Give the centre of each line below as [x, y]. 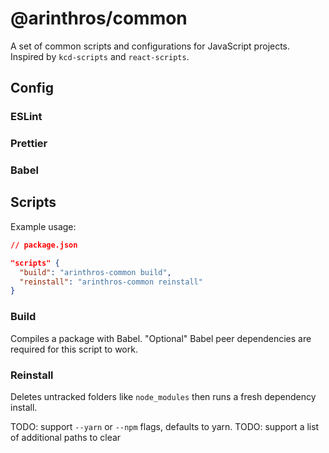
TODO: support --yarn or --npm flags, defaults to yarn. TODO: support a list [165, 426]
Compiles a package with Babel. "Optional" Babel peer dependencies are [161, 338]
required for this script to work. [74, 349]
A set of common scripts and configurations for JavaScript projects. [150, 46]
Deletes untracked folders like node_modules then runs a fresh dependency [163, 396]
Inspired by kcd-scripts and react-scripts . [100, 56]
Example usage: [43, 226]
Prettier [29, 144]
